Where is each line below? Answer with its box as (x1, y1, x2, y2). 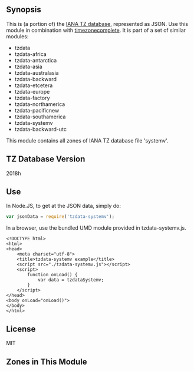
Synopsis (6, 5, 41, 15)
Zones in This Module (6, 356, 87, 367)
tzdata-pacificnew (14, 107, 60, 114)
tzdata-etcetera (14, 82, 53, 89)
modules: (6, 32, 29, 40)
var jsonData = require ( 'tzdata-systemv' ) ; (6, 214, 115, 220)
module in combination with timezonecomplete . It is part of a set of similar (6, 26, 186, 34)
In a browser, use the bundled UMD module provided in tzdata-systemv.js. (6, 224, 187, 231)
